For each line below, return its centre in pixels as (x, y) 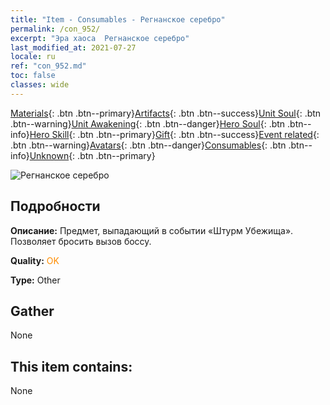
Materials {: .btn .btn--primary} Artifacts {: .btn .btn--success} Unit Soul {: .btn (166, 113)
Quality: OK (35, 260)
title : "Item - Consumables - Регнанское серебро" (118, 19)
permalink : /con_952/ (55, 29)
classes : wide (40, 85)
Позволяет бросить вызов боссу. (81, 241)
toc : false (33, 76)
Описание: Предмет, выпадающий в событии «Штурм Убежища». (152, 230)
